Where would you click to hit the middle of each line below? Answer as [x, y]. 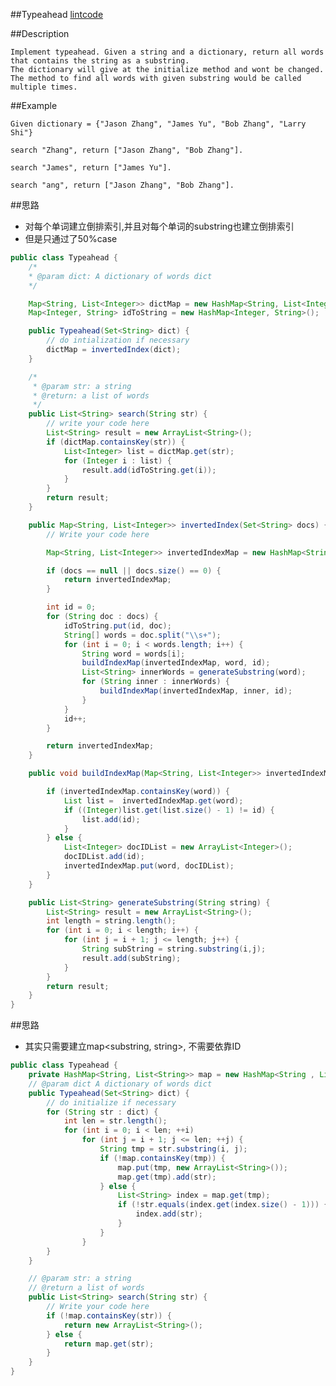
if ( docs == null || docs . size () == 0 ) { [134, 570]
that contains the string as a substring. [100, 61]
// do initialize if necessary [111, 1102]
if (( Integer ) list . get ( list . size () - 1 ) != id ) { [169, 810]
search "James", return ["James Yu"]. [91, 168]
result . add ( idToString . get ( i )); [149, 470]
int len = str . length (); [115, 1121]
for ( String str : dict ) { [102, 1112]
